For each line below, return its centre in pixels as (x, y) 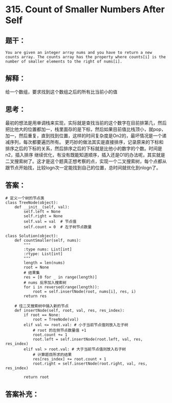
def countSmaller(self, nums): (48, 241)
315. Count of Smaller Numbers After (85, 9)
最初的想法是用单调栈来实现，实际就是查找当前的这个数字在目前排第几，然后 (86, 123)
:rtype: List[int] (43, 254)
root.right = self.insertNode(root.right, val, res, (90, 364)
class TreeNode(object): (32, 203)
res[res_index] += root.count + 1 (69, 359)
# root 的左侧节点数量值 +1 (59, 331)
